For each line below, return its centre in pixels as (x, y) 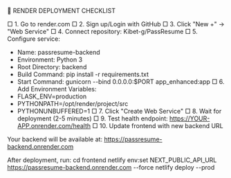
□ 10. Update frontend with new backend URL (158, 126)
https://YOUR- (190, 118)
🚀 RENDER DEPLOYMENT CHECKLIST (62, 11)
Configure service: (34, 39)
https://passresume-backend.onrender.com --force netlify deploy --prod (111, 167)
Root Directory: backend (52, 67)
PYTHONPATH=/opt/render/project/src (73, 104)
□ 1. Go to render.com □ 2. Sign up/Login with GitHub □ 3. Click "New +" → (116, 24)
